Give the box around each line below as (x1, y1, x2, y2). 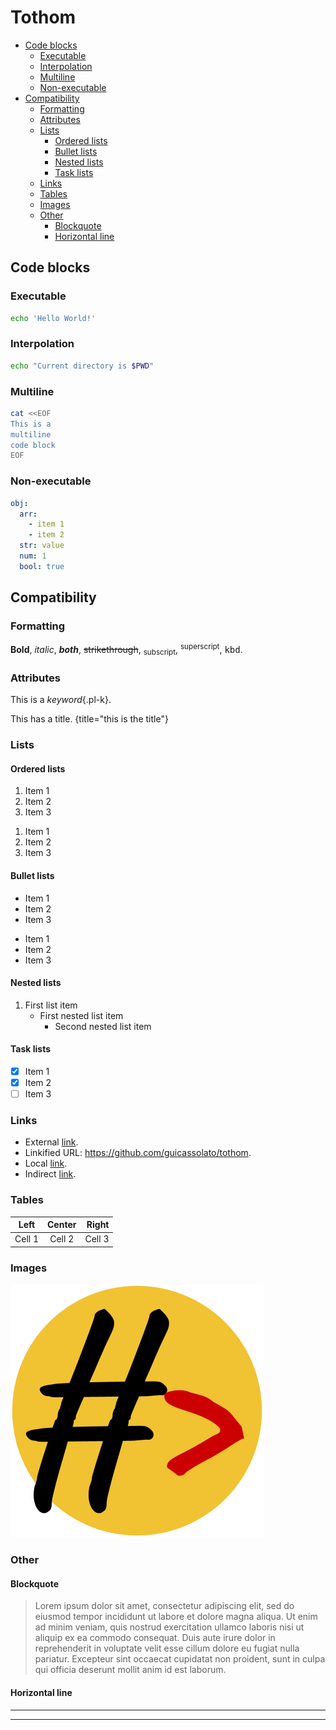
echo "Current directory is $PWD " (10, 361, 155, 371)
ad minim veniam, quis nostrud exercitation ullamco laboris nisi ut (34, 1621, 305, 1633)
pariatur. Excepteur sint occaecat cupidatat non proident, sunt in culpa (34, 1653, 326, 1665)
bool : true (19, 561, 65, 571)
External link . (24, 1136, 79, 1148)
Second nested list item (54, 1020, 152, 1032)
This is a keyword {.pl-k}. (10, 694, 112, 706)
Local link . (24, 1157, 68, 1170)
